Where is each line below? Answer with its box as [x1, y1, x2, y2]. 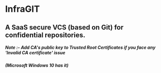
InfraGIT [5, 3, 40, 15]
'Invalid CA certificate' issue [5, 50, 66, 56]
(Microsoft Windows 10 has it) [5, 62, 69, 68]
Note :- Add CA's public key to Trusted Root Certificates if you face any [5, 44, 156, 50]
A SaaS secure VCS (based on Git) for [5, 23, 124, 32]
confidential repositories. [5, 31, 85, 39]
